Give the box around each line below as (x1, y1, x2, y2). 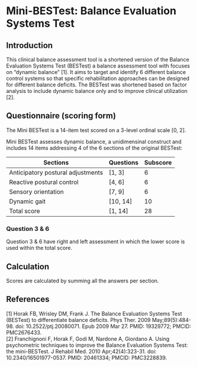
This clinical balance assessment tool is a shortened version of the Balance (6, 56, 189, 63)
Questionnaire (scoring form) (6, 111, 117, 121)
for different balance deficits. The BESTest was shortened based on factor (6, 81, 188, 88)
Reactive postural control (9, 178, 79, 186)
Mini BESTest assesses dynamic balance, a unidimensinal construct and (6, 138, 182, 145)
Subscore (144, 158, 172, 166)
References (6, 294, 50, 304)
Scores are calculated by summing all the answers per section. (6, 277, 159, 284)
